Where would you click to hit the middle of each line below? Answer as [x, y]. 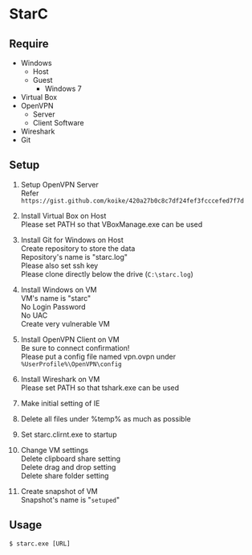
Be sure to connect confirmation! [75, 347]
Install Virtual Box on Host [63, 216]
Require [29, 44]
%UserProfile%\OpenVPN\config [71, 364]
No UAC [34, 315]
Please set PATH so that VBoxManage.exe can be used [112, 224]
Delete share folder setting [65, 475]
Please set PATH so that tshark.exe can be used [100, 388]
